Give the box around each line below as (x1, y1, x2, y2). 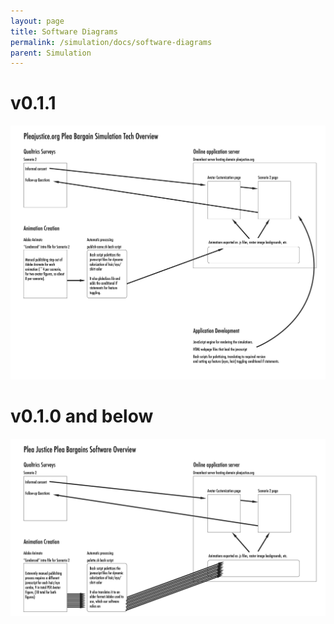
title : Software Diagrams (10, 26, 118, 37)
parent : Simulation (10, 48, 92, 58)
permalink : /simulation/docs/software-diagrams (10, 37, 213, 47)
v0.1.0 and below (10, 405, 154, 428)
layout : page (10, 16, 65, 26)
